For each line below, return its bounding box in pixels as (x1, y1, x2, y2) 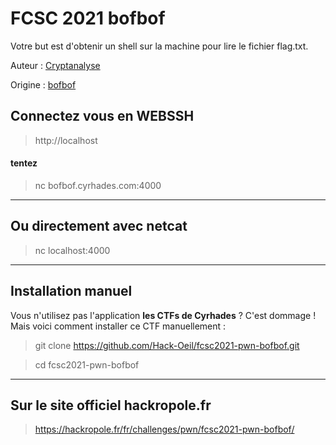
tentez (10, 157, 38, 169)
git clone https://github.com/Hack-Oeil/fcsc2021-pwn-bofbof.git (34, 339, 300, 351)
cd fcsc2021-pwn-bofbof (34, 358, 140, 371)
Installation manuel (10, 283, 133, 300)
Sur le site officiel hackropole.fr (10, 397, 212, 414)
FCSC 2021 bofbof (10, 7, 166, 30)
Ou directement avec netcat (10, 218, 188, 235)
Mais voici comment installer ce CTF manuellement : (10, 320, 227, 332)
